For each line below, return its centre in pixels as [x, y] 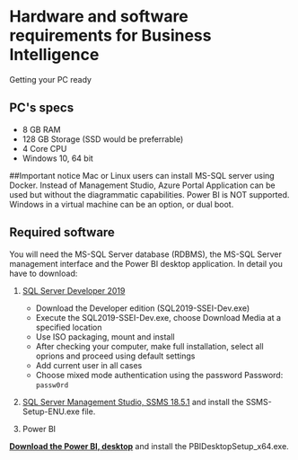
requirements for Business [110, 35]
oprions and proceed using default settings [115, 356]
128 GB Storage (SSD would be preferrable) [103, 139]
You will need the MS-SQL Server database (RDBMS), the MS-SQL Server [146, 254]
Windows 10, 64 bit [58, 158]
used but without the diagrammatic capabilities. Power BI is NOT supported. [149, 194]
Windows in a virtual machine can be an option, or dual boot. [122, 204]
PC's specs [42, 108]
